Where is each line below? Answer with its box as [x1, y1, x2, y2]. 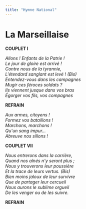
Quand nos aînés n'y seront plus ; [5, 157, 75, 163]
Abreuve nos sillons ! [5, 133, 48, 139]
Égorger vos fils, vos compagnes [5, 92, 73, 98]
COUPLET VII [5, 142, 33, 148]
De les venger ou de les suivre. [5, 189, 69, 195]
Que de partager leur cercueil [5, 178, 66, 185]
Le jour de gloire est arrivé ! [5, 60, 62, 66]
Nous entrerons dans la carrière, [5, 152, 72, 158]
